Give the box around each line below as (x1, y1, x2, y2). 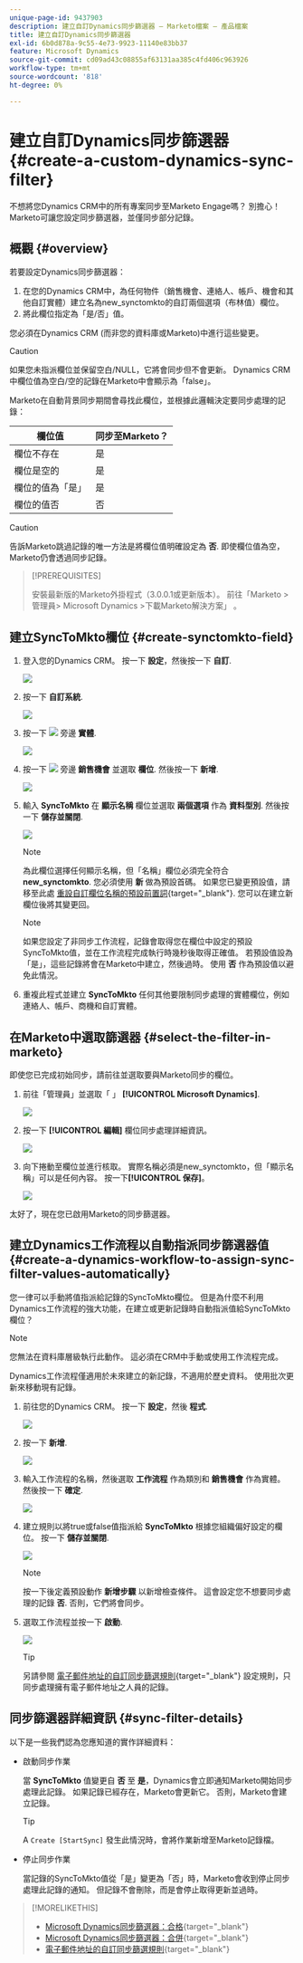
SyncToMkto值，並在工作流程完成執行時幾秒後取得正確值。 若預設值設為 (22, 947, 294, 958)
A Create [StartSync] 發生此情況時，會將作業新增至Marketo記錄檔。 (22, 1834, 279, 1845)
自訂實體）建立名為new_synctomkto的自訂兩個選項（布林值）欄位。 (30, 297, 284, 308)
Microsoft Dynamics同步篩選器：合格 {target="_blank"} (44, 1920, 249, 1931)
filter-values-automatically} (9, 1267, 171, 1282)
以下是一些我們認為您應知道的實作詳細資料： (9, 1736, 176, 1748)
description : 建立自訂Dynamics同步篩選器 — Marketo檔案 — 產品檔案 (9, 22, 249, 31)
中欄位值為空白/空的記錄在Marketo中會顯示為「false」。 (9, 376, 216, 387)
